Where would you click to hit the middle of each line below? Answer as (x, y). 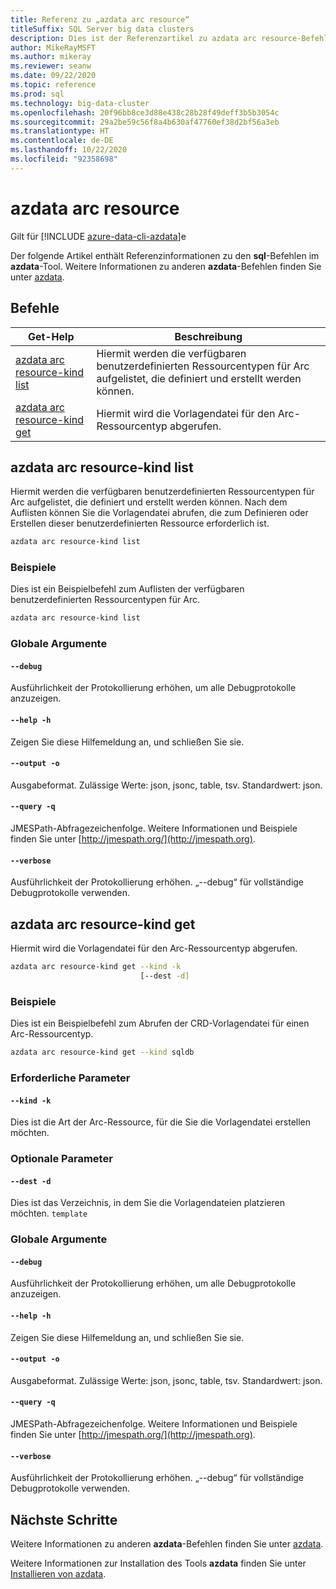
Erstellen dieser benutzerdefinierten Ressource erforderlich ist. (140, 523)
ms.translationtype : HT (60, 131)
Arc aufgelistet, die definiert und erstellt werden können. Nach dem (149, 502)
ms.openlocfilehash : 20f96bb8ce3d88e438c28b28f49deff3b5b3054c (145, 112)
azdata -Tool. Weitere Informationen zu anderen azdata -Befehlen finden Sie (166, 266)
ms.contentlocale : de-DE (62, 141)
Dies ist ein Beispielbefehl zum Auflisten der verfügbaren (127, 589)
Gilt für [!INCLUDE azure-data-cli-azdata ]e (98, 236)
